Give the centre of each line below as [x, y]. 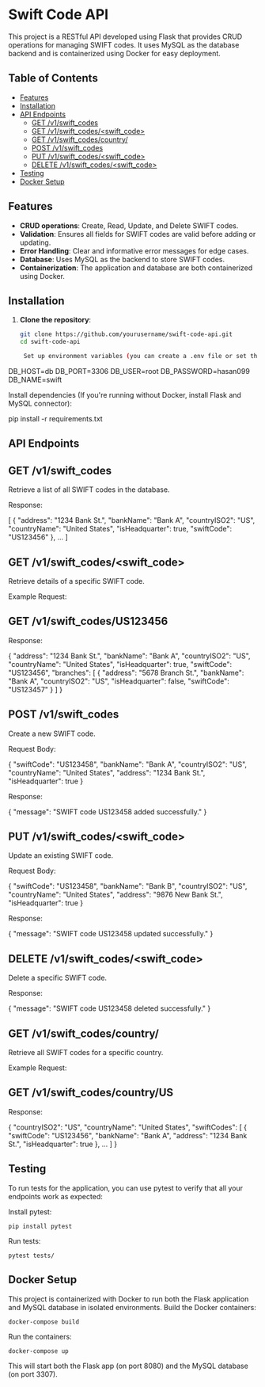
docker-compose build [44, 1322]
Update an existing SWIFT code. [61, 855]
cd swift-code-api [50, 342]
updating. [35, 242]
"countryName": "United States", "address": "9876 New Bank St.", [115, 895]
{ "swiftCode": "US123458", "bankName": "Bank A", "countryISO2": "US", [128, 764]
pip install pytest [40, 1226]
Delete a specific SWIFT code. [58, 978]
